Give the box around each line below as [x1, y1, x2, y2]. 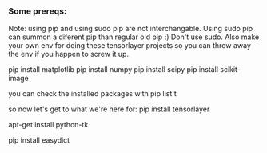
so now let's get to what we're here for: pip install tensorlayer [8, 104, 210, 114]
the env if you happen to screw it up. [8, 50, 130, 59]
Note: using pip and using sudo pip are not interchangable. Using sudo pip [8, 24, 253, 34]
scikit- [219, 65, 241, 74]
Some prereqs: [8, 6, 67, 17]
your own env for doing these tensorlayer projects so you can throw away [8, 41, 252, 50]
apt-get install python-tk [8, 120, 89, 130]
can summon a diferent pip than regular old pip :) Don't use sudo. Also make [8, 32, 260, 42]
